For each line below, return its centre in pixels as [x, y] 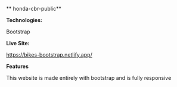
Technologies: [24, 20]
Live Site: [18, 43]
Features [17, 66]
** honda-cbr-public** [34, 9]
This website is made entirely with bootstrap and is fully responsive [89, 78]
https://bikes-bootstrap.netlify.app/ [49, 55]
